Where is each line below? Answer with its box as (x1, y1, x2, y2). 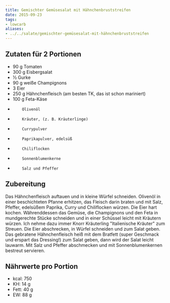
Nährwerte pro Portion (5, 262, 78, 271)
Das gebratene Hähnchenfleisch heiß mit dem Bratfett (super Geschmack (5, 231, 159, 237)
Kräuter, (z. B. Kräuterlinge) (22, 117, 89, 122)
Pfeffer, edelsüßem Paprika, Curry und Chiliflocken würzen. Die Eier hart (5, 204, 157, 210)
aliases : (5, 26, 24, 32)
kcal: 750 (12, 276, 32, 282)
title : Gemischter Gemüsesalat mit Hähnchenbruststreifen (5, 7, 131, 13)
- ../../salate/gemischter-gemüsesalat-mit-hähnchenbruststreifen (5, 31, 149, 36)
